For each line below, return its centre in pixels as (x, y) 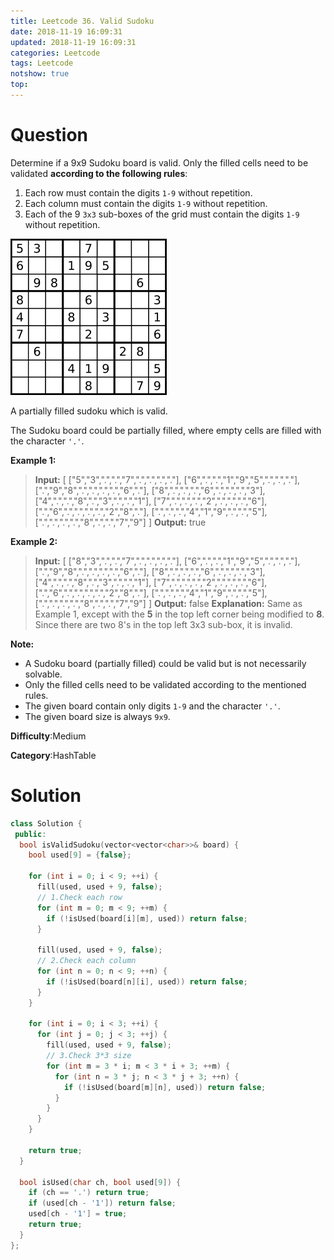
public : (30, 834)
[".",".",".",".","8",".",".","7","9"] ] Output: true (120, 522)
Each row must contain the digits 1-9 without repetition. (138, 192)
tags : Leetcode (42, 63)
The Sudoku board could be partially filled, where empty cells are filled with (166, 430)
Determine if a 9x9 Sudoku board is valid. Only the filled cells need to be (159, 162)
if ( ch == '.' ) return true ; (89, 1193)
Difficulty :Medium (48, 736)
